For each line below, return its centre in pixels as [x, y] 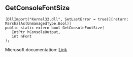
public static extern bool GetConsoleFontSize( [55, 28]
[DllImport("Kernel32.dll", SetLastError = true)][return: [67, 19]
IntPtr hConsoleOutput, [36, 32]
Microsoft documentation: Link [36, 49]
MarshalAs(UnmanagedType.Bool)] [38, 23]
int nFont [22, 36]
